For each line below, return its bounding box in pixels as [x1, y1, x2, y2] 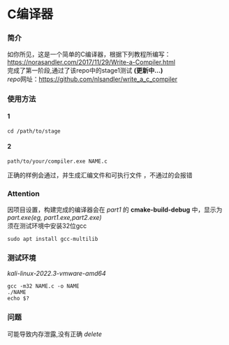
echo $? [7, 295, 30, 302]
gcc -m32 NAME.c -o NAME [7, 283, 80, 290]
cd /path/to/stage [7, 127, 61, 135]
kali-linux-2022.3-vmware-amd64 [7, 270, 106, 278]
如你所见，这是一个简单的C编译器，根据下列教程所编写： [7, 50, 171, 59]
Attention [7, 189, 40, 198]
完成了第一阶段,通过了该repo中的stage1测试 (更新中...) [7, 66, 163, 75]
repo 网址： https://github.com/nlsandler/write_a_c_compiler [7, 75, 178, 84]
